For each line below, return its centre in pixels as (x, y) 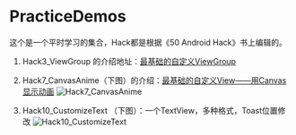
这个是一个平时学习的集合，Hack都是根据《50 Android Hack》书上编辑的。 (148, 42)
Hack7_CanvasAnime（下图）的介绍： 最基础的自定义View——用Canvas (154, 80)
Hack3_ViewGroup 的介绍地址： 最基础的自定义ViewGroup (129, 61)
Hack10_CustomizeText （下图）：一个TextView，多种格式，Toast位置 (150, 110)
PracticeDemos (68, 17)
